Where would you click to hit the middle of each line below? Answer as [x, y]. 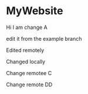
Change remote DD [29, 85]
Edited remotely [25, 50]
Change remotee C [29, 73]
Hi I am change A [27, 27]
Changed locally [26, 61]
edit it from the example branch [44, 38]
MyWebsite [35, 11]
